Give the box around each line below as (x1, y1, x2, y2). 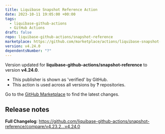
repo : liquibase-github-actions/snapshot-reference (5, 35, 113, 40)
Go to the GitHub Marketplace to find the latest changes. (5, 91, 119, 97)
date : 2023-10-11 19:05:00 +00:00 (5, 12, 76, 17)
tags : (5, 16, 16, 21)
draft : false (5, 30, 32, 35)
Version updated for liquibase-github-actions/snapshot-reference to (5, 62, 147, 68)
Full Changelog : (5, 118, 38, 124)
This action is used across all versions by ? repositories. (12, 81, 126, 87)
